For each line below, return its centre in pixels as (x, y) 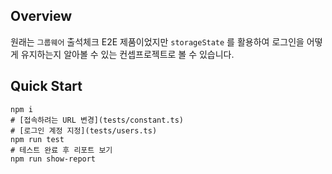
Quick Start (46, 86)
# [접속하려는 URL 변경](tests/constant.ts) (97, 120)
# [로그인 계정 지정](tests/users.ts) (84, 130)
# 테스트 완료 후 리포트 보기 (61, 150)
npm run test (37, 139)
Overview (41, 16)
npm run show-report (53, 159)
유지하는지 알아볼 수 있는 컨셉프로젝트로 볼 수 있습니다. (127, 54)
